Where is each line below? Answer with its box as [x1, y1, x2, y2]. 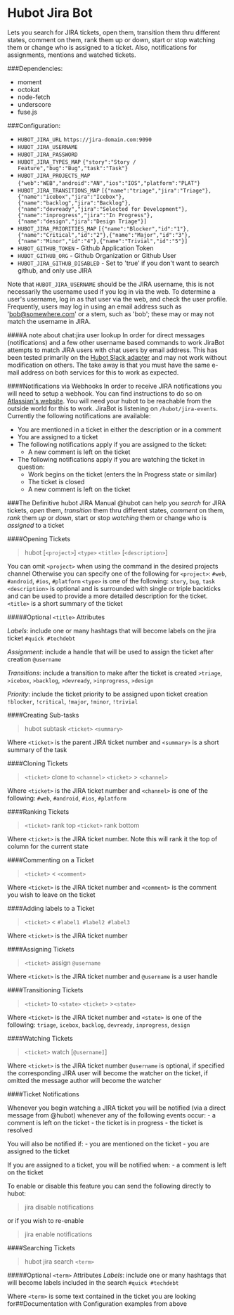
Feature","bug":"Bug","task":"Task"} [17, 164, 129, 171]
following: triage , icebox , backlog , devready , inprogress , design [7, 1021, 190, 1029]
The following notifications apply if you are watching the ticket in [17, 455, 205, 463]
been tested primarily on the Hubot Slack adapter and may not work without [7, 353, 227, 361]
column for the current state [7, 842, 89, 850]
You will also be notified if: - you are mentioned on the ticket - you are [7, 1139, 209, 1148]
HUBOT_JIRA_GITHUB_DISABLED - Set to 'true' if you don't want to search [17, 259, 219, 267]
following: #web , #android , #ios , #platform [7, 793, 126, 802]
